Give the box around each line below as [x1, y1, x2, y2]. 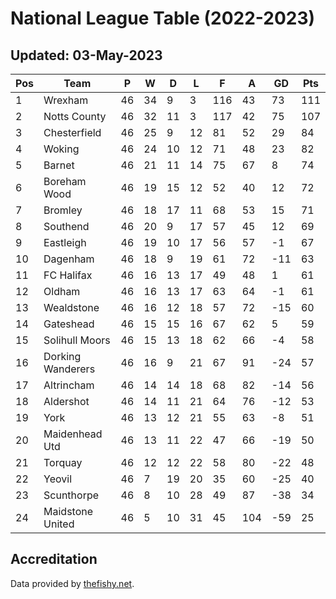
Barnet [43, 158, 75, 172]
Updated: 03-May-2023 [10, 47, 163, 64]
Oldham [43, 285, 81, 298]
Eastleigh [43, 236, 87, 249]
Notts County [43, 110, 107, 123]
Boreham [43, 175, 87, 188]
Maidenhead [43, 427, 103, 441]
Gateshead [43, 317, 95, 331]
